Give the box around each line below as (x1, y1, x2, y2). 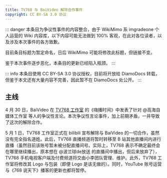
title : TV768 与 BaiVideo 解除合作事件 (5, 7, 83, 12)
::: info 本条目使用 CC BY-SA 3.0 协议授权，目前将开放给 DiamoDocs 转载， (5, 70, 160, 76)
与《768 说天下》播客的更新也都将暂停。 (5, 168, 89, 174)
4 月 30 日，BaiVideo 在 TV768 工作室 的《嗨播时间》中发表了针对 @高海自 (5, 107, 160, 113)
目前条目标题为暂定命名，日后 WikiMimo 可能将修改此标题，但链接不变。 (5, 49, 155, 55)
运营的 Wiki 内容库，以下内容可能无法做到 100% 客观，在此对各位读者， (9, 32, 158, 38)
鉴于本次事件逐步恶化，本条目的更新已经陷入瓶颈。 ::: (5, 60, 116, 66)
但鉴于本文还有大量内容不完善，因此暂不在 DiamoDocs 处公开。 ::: (5, 77, 141, 83)
